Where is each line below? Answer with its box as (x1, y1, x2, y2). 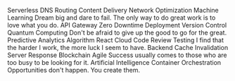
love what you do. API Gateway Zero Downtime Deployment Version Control (7, 21, 227, 29)
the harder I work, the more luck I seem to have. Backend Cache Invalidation (7, 44, 229, 51)
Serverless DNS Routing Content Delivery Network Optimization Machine (7, 6, 220, 14)
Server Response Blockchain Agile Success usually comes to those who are (7, 51, 227, 59)
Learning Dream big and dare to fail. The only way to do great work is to (7, 13, 216, 22)
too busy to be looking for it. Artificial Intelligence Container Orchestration (7, 58, 222, 66)
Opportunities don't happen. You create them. (7, 66, 141, 74)
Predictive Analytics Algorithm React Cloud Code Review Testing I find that (7, 36, 224, 44)
